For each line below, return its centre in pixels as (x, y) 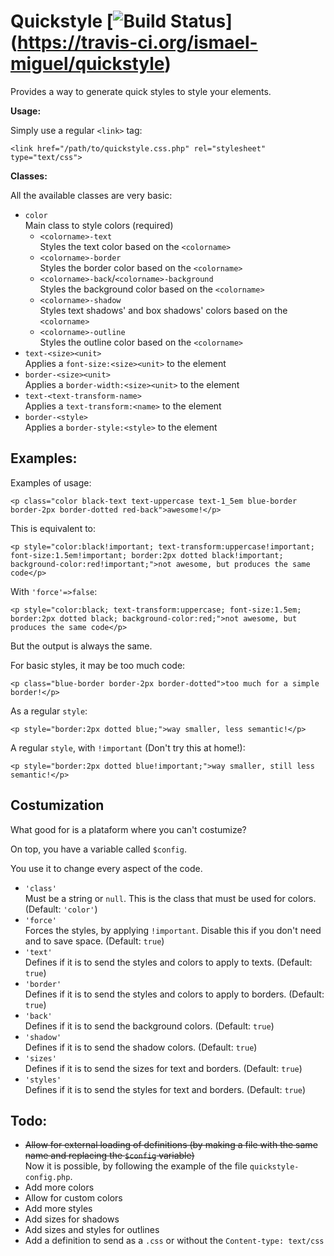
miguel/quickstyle (87, 64)
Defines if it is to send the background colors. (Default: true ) (149, 1026)
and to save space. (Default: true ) (94, 941)
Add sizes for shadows (72, 1219)
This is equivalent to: (53, 528)
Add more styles (58, 1209)
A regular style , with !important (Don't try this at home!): (128, 747)
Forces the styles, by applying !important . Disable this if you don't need (173, 930)
